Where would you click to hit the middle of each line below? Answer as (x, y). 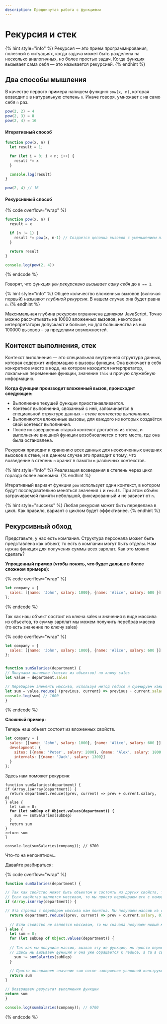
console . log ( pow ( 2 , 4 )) (30, 265)
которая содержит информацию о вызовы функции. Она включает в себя (83, 363)
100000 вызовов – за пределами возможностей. (57, 330)
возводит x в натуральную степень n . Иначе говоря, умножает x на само (83, 97)
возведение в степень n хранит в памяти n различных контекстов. (76, 461)
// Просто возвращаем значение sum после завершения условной (75, 971)
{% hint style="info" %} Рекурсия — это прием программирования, (77, 48)
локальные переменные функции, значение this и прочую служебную (80, 374)
